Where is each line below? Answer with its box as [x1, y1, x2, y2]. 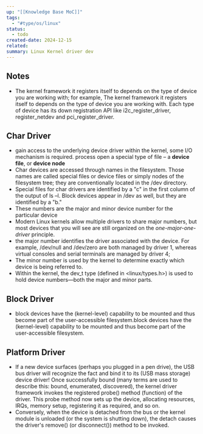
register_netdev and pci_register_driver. [15, 113, 115, 121]
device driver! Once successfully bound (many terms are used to [15, 376, 178, 383]
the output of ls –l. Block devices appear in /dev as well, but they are [15, 192, 187, 200]
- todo [12, 32, 29, 38]
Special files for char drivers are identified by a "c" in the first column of [15, 186, 196, 193]
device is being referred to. [15, 263, 83, 271]
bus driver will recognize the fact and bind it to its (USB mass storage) [15, 369, 191, 377]
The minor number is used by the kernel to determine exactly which [15, 257, 185, 264]
